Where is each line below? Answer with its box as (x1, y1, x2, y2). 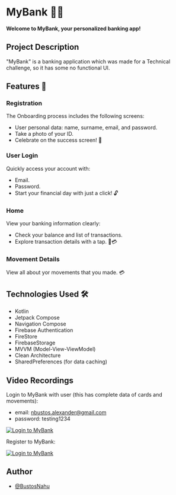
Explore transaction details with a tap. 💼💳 (14, 238, 117, 245)
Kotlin (14, 308, 29, 315)
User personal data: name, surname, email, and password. (14, 124, 158, 131)
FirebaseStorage (14, 339, 56, 346)
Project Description (6, 42, 79, 52)
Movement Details (6, 255, 60, 263)
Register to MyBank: (6, 438, 56, 445)
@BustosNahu (14, 483, 50, 490)
